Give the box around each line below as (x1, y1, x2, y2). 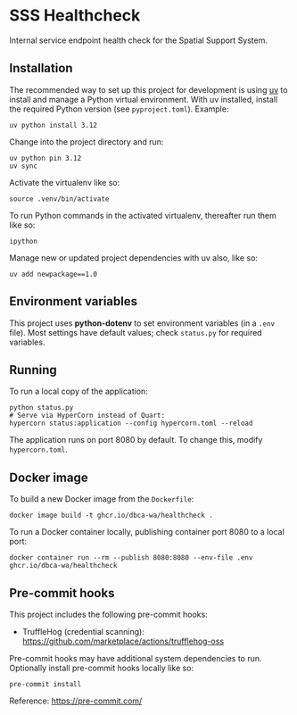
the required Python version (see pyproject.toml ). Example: (9, 104, 229, 114)
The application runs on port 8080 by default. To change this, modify (9, 435, 263, 445)
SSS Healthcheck (9, 5, 141, 26)
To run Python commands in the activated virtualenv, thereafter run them (9, 210, 276, 220)
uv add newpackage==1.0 (9, 270, 98, 279)
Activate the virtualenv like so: (9, 177, 120, 187)
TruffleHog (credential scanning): (21, 627, 144, 636)
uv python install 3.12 (9, 121, 98, 129)
